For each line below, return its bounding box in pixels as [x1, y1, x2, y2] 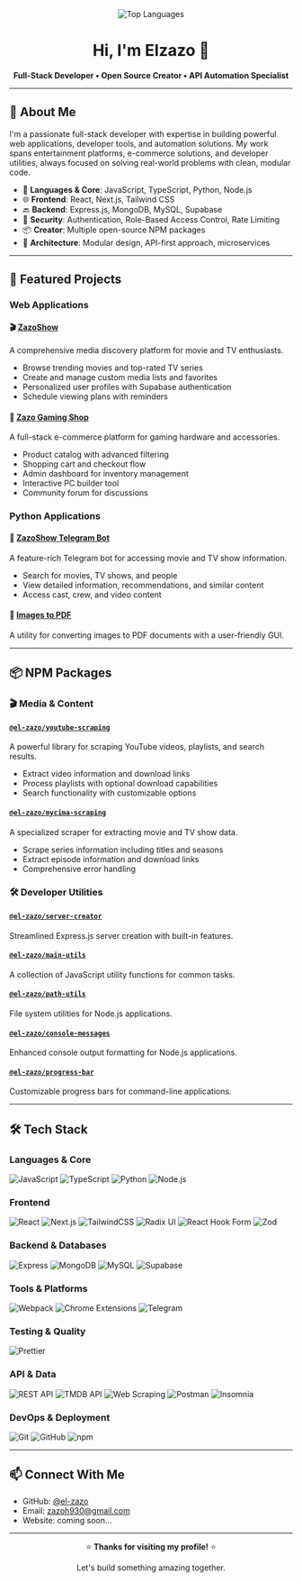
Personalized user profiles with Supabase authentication [22, 382, 232, 393]
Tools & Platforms [9, 1282, 88, 1295]
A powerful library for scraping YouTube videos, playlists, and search [9, 741, 265, 752]
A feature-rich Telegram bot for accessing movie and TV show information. [9, 552, 288, 563]
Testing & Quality [9, 1324, 86, 1337]
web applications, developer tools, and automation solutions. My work [9, 138, 269, 149]
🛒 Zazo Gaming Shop [9, 412, 89, 423]
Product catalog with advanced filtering [22, 450, 169, 460]
